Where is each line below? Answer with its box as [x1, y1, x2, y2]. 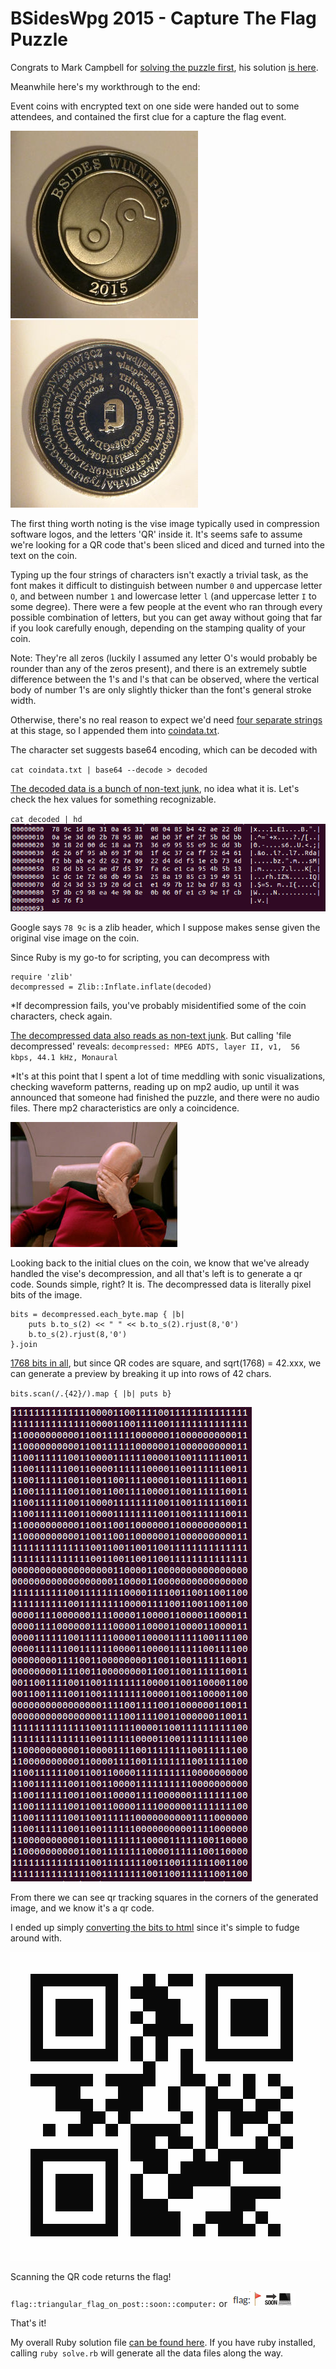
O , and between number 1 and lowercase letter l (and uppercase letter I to [10, 590, 317, 602]
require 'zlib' [10, 972, 74, 982]
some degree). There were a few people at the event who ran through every [10, 600, 323, 612]
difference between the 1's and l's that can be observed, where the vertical [10, 673, 320, 685]
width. [10, 694, 37, 706]
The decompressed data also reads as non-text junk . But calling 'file [10, 1029, 292, 1041]
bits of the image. [10, 1288, 83, 1301]
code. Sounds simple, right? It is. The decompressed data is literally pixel [10, 1278, 312, 1290]
